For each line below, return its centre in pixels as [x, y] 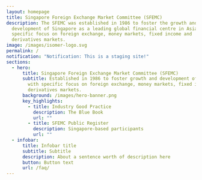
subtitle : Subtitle [46, 151]
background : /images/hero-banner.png [69, 95]
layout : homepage [28, 12]
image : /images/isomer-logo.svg [47, 46]
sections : [19, 62]
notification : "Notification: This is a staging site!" [78, 56]
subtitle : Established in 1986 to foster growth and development [106, 79]
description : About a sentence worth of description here [96, 157]
